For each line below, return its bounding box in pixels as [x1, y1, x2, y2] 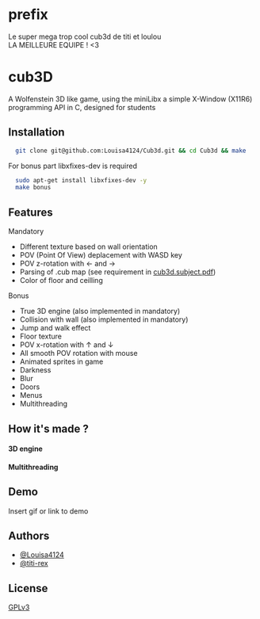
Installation [8, 125, 65, 139]
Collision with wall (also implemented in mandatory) [19, 315, 189, 324]
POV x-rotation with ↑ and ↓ [19, 340, 114, 350]
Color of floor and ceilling [19, 276, 103, 285]
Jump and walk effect [19, 323, 91, 333]
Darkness [19, 365, 52, 375]
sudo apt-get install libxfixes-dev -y [15, 176, 147, 184]
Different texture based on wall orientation [19, 242, 159, 251]
